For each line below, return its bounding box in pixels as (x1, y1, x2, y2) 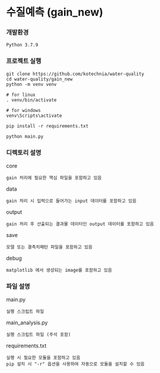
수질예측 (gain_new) (6, 5, 104, 19)
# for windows (6, 107, 41, 113)
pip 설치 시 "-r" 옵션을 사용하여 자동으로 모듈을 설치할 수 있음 (6, 361, 145, 367)
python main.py (6, 133, 44, 139)
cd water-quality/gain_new (6, 76, 73, 82)
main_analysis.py (6, 319, 48, 327)
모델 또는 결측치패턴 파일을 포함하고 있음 (6, 244, 93, 250)
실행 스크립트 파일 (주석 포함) (6, 332, 71, 338)
